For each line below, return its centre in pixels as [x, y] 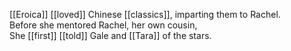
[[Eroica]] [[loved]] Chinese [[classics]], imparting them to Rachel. [145, 14]
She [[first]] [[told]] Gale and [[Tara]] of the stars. [110, 35]
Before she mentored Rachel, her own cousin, [103, 25]
